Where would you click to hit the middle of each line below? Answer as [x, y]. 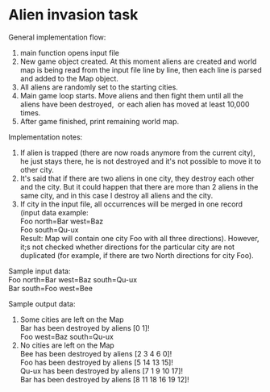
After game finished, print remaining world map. [100, 121]
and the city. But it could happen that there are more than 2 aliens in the [139, 186]
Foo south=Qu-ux [49, 229]
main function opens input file [69, 52]
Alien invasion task [73, 15]
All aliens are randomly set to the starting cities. [99, 87]
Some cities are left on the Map [72, 319]
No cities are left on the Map [67, 345]
